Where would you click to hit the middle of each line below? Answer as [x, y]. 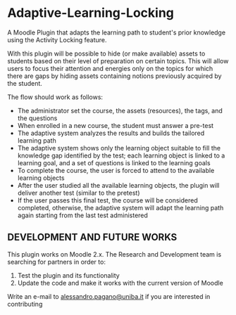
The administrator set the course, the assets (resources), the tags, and [120, 110]
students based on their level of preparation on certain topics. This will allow [118, 60]
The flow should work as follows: [55, 97]
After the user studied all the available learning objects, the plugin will [118, 185]
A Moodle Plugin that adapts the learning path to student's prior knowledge [117, 32]
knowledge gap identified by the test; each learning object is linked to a [121, 155]
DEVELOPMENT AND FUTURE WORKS [92, 237]
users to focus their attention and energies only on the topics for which [110, 68]
